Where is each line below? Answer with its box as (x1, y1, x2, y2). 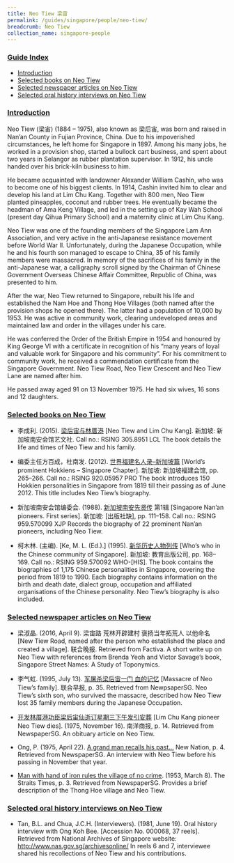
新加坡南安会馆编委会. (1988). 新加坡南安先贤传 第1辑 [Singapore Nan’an (17, 503, 224, 512)
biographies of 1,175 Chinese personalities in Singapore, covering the (17, 566, 215, 574)
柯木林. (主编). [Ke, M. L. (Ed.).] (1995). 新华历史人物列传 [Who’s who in (17, 541, 221, 550)
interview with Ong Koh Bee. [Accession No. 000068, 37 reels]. (17, 827, 200, 835)
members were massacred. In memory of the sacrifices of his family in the (7, 256, 221, 264)
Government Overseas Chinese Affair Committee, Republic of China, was (7, 270, 217, 279)
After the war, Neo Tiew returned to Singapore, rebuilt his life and (7, 291, 194, 300)
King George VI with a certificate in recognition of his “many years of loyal (7, 342, 220, 350)
